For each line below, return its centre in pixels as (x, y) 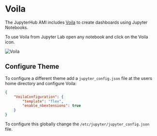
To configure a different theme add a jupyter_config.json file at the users (78, 78)
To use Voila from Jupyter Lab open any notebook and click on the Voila (77, 37)
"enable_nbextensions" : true (52, 106)
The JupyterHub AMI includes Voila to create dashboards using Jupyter (76, 22)
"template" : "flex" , (43, 101)
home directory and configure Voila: (41, 83)
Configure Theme (32, 67)
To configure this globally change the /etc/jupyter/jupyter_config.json (77, 124)
